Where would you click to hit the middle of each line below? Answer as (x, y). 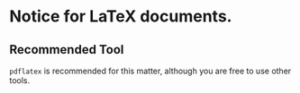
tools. (20, 80)
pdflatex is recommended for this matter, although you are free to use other (150, 71)
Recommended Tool (67, 50)
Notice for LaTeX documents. (121, 17)
